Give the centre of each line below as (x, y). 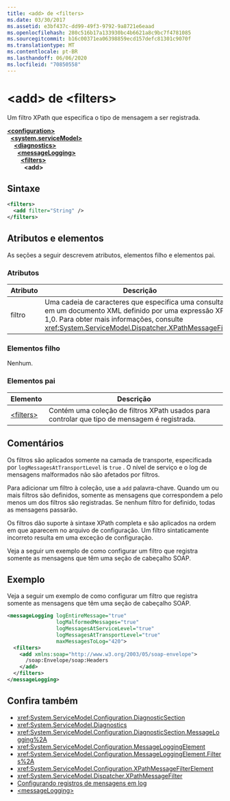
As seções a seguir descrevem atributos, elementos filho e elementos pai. (111, 255)
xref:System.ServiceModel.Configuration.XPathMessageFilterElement (115, 768)
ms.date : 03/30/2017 (37, 20)
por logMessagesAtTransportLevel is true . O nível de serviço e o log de (107, 467)
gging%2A (32, 739)
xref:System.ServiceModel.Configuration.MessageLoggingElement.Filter (119, 754)
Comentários (36, 443)
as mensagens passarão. (42, 510)
